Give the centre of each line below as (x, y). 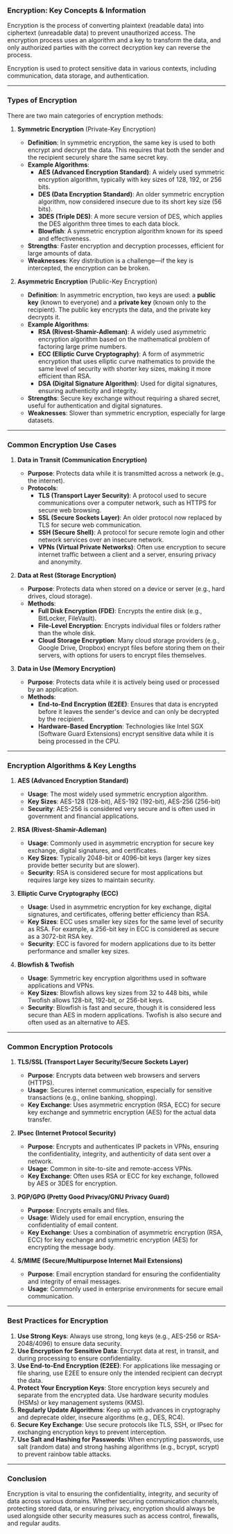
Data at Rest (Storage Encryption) (67, 575)
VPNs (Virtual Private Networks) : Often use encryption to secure (132, 547)
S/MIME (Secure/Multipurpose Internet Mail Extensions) (100, 1261)
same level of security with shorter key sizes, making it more (124, 368)
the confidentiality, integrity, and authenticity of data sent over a (119, 1154)
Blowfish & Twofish (46, 965)
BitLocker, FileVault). (67, 618)
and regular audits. (34, 1524)
